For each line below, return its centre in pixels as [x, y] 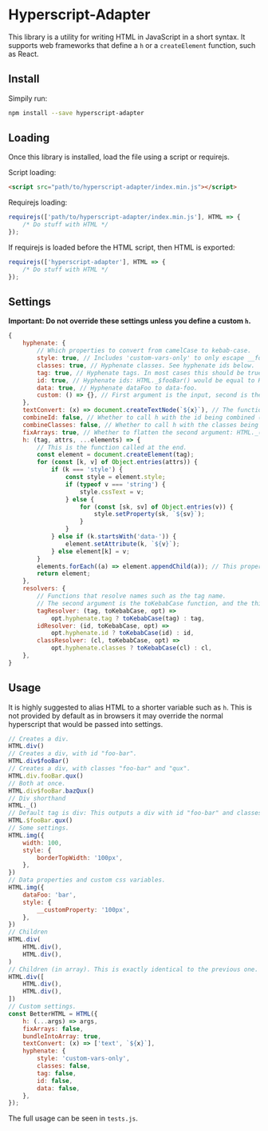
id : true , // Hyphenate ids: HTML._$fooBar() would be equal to [146, 380]
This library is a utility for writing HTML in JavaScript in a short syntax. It [127, 37]
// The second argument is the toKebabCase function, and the [142, 603]
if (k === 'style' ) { [87, 470]
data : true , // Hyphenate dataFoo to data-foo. [117, 388]
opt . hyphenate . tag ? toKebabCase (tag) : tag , [128, 618]
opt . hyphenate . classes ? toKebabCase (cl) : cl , [132, 648]
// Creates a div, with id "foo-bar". [73, 753]
